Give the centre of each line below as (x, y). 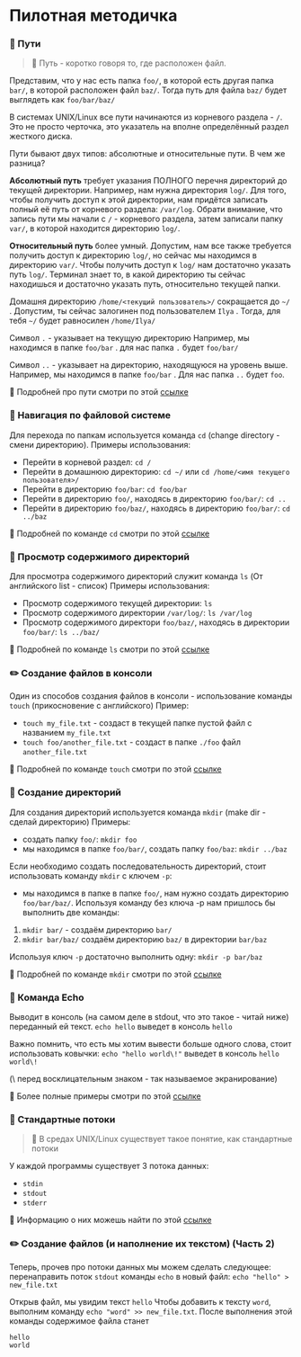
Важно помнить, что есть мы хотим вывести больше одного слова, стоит (150, 1043)
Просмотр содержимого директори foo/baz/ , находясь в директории (156, 622)
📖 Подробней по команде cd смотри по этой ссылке (110, 533)
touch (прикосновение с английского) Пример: (99, 706)
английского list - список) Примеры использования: (110, 586)
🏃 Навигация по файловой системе (90, 415)
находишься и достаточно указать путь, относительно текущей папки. (145, 284)
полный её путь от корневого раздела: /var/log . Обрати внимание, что (146, 210)
